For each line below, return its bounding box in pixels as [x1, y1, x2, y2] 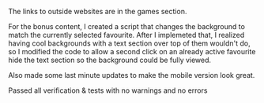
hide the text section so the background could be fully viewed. [8, 55, 212, 64]
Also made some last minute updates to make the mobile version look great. [8, 71, 255, 79]
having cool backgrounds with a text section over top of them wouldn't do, [8, 39, 251, 48]
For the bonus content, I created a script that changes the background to [8, 22, 245, 31]
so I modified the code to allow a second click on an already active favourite [8, 47, 256, 56]
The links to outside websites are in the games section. [8, 7, 187, 16]
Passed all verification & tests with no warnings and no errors [8, 86, 208, 95]
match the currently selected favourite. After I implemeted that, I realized [8, 31, 245, 39]
